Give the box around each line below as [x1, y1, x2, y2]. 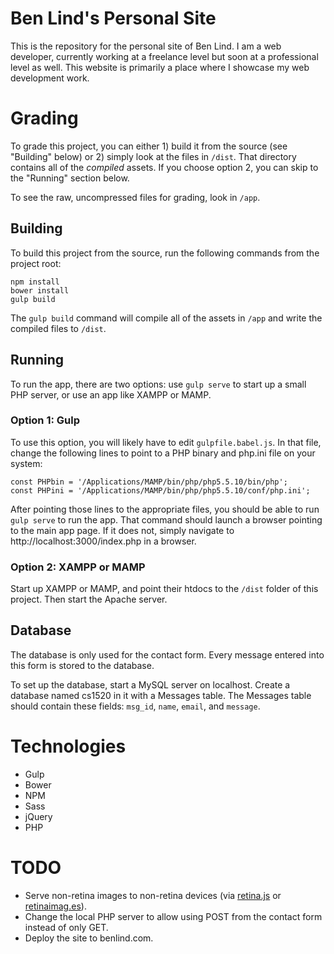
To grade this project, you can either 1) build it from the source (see [10, 140, 288, 152]
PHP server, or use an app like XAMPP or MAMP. [10, 388, 212, 401]
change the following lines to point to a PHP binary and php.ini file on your [10, 447, 316, 459]
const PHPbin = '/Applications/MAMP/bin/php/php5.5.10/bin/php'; [10, 477, 288, 487]
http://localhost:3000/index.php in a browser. [10, 535, 197, 547]
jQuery [24, 810, 53, 822]
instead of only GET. [24, 921, 109, 933]
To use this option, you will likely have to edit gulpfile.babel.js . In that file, [10, 436, 322, 448]
